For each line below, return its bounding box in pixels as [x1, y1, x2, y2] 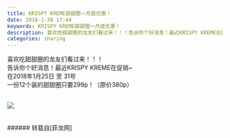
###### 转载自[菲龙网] [7, 124, 73, 132]
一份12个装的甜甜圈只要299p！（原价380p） [7, 81, 133, 89]
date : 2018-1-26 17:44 [7, 16, 72, 23]
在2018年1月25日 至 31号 [7, 72, 77, 81]
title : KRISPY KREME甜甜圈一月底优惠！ [7, 10, 112, 17]
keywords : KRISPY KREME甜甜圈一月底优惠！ [7, 23, 121, 29]
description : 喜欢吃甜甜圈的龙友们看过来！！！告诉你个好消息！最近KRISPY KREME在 [7, 29, 222, 36]
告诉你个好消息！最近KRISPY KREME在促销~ [7, 64, 133, 72]
